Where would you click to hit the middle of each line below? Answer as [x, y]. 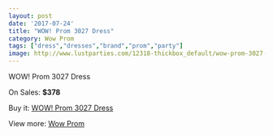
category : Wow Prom [41, 38]
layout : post [30, 16]
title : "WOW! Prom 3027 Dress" [61, 31]
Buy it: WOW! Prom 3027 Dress [61, 108]
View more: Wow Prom [47, 123]
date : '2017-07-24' [41, 23]
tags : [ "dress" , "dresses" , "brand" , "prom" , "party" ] [96, 46]
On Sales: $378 [35, 92]
